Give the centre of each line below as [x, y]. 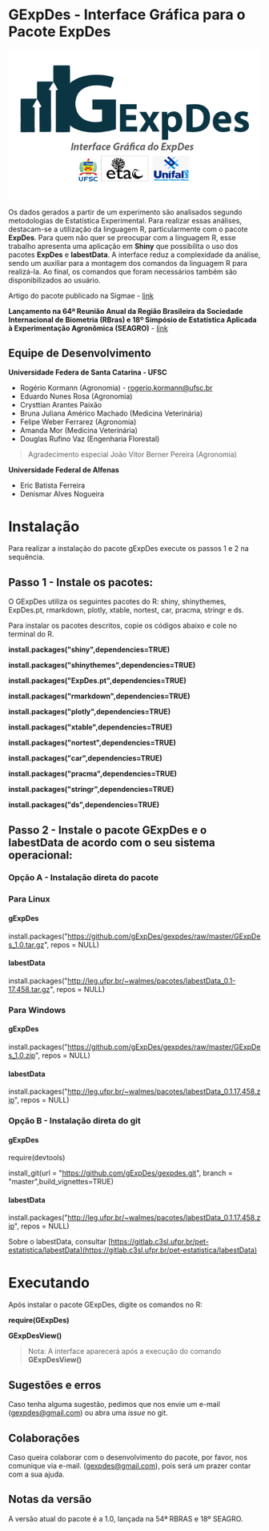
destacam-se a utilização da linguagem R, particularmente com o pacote [128, 229]
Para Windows [37, 1010]
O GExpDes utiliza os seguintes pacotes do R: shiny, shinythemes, [117, 601]
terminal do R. [31, 634]
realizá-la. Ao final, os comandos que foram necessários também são [123, 271]
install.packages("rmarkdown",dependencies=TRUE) [99, 696]
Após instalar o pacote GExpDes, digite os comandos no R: [105, 1305]
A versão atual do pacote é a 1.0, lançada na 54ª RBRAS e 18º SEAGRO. [126, 1518]
